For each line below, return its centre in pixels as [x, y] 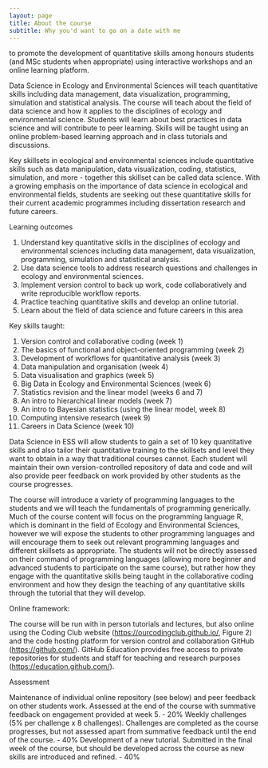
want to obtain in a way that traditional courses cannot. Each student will [128, 459]
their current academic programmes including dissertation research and [127, 203]
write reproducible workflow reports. [81, 293]
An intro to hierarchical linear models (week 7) [96, 401]
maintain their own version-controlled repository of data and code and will [131, 468]
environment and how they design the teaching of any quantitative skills [127, 585]
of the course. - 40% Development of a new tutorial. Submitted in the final [131, 740]
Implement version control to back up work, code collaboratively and [133, 285]
